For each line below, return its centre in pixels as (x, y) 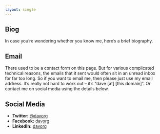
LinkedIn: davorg (30, 126)
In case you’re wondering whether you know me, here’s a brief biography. (79, 41)
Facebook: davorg (31, 121)
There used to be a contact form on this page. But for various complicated (80, 68)
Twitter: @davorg (30, 116)
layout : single (20, 10)
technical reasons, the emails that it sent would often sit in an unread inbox (80, 73)
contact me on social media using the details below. (57, 89)
